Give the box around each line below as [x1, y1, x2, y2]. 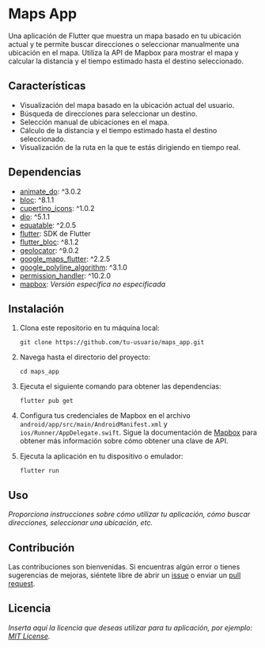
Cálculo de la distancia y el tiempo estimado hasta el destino [19, 125, 218, 135]
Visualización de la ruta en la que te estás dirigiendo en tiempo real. [19, 142, 241, 151]
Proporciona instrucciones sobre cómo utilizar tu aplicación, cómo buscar [8, 509, 251, 520]
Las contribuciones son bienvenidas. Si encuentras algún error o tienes [8, 562, 240, 571]
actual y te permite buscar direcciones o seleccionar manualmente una [8, 39, 240, 48]
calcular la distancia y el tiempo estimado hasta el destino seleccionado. [8, 56, 244, 66]
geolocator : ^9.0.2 [19, 245, 79, 255]
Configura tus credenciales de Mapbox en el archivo [19, 411, 191, 420]
